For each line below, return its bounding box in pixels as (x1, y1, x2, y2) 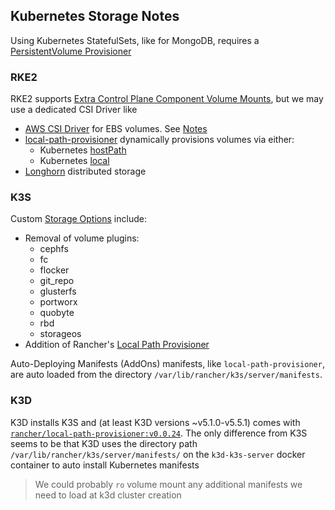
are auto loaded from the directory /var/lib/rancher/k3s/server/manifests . (10, 369, 323, 381)
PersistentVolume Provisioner (10, 45, 132, 57)
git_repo (39, 275, 75, 287)
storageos (39, 328, 82, 340)
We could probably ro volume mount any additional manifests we (34, 478, 303, 490)
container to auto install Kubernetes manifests (10, 459, 200, 471)
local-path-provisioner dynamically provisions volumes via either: (24, 134, 295, 146)
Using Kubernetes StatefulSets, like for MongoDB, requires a (10, 34, 260, 46)
